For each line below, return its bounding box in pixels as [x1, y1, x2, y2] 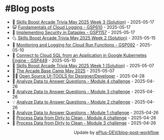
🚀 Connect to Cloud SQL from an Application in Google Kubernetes [12, 52, 147, 58]
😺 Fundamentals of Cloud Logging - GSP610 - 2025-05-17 [12, 24, 131, 30]
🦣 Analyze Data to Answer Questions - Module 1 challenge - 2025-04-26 [12, 109, 159, 115]
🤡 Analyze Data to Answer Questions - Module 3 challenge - [12, 88, 134, 94]
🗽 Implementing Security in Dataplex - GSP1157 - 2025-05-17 [12, 29, 135, 35]
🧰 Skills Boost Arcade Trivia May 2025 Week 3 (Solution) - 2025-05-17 [12, 19, 155, 25]
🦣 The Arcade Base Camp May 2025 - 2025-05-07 [12, 68, 115, 74]
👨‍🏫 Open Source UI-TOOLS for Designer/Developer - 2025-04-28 [12, 73, 145, 79]
